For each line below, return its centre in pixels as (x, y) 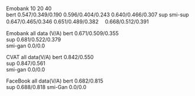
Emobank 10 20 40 (29, 8)
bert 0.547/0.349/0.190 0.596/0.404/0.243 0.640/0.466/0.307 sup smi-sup (98, 15)
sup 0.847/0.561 (26, 63)
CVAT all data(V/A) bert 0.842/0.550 (50, 57)
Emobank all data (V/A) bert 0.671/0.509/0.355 (62, 33)
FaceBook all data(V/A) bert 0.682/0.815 (55, 81)
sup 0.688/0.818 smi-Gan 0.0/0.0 (46, 87)
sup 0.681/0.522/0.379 (34, 40)
